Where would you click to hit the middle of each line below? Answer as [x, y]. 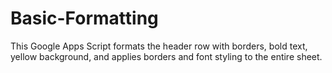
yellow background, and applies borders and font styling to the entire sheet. [166, 56]
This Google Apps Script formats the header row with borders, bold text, [159, 46]
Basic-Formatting [84, 18]
